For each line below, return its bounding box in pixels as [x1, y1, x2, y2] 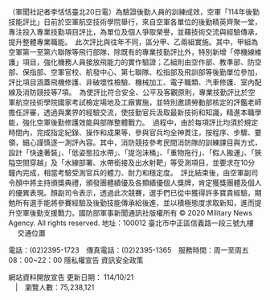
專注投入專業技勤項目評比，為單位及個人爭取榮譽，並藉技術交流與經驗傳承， [8, 27, 262, 36]
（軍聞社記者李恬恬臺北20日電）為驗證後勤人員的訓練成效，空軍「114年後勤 [8, 7, 260, 16]
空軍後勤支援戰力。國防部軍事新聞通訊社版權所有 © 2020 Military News [14, 208, 253, 217]
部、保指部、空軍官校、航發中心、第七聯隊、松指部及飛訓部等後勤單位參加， [8, 68, 262, 76]
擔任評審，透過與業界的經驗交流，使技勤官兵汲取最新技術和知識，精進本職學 [8, 108, 262, 117]
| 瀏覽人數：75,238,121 [15, 282, 95, 292]
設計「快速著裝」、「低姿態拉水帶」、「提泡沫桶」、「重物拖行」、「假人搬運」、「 [8, 148, 255, 157]
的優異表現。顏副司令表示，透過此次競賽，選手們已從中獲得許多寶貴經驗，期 [8, 188, 262, 197]
